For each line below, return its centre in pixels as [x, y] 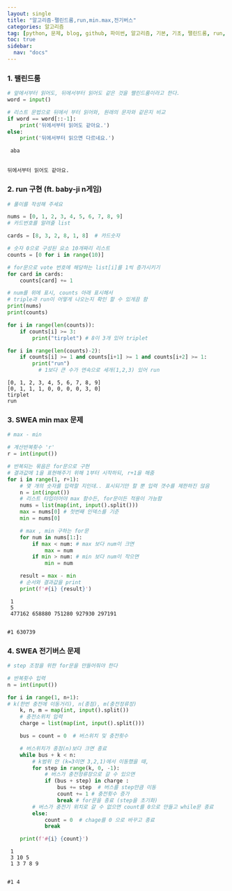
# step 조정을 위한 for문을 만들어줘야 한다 [63, 666]
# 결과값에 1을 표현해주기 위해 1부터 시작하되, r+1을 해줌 [81, 473]
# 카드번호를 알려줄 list [39, 223]
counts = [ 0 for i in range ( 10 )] [56, 255]
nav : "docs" [31, 53]
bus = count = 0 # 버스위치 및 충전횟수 [74, 736]
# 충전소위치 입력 [41, 717]
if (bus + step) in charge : [87, 781]
